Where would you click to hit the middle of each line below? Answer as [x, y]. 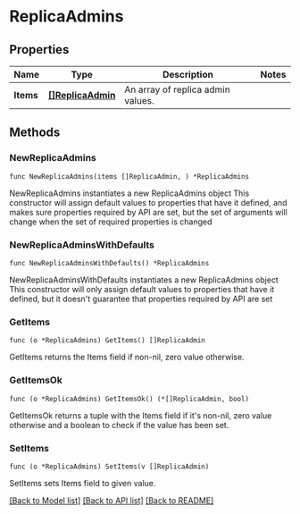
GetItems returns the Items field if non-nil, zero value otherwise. [127, 357]
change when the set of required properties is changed [111, 222]
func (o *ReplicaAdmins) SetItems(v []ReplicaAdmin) [109, 467]
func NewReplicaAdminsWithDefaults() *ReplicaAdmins [109, 263]
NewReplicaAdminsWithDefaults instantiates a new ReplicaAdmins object [144, 280]
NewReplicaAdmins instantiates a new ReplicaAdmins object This [129, 193]
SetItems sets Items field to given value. [83, 483]
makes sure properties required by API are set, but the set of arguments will [148, 212]
